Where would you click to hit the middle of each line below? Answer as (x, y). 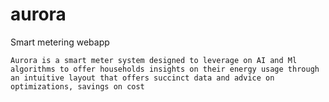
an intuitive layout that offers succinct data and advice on (142, 78)
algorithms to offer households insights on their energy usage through (165, 69)
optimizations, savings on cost (77, 86)
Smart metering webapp (60, 42)
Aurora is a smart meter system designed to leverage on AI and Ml (154, 60)
